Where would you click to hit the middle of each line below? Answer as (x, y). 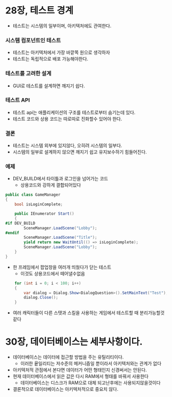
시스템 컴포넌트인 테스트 (33, 40)
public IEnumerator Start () (44, 214)
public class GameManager (33, 195)
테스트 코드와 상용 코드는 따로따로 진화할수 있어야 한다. (67, 119)
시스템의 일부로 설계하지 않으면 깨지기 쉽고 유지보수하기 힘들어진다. (80, 152)
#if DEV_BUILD (20, 223)
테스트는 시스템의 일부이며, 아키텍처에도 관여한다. (62, 26)
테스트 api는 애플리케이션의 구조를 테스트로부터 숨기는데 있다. (74, 112)
